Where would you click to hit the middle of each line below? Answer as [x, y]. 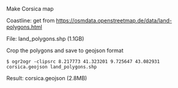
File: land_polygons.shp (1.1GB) [45, 39]
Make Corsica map [30, 9]
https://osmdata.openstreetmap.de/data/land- [114, 20]
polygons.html [24, 27]
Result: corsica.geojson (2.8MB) [47, 78]
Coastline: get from [31, 20]
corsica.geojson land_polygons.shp [52, 67]
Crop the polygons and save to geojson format [65, 50]
